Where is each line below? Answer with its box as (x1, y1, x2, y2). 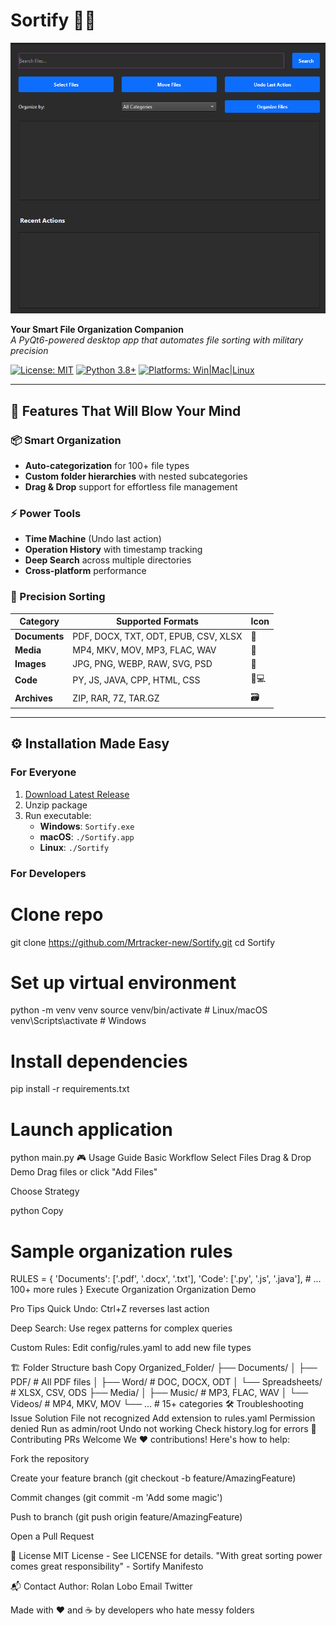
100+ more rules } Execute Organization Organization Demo (10, 1284, 257, 1296)
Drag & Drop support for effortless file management (24, 481, 238, 493)
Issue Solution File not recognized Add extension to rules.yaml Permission (10, 1412, 316, 1424)
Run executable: (24, 809, 92, 821)
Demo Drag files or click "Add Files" (10, 1166, 158, 1178)
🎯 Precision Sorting (10, 590, 106, 604)
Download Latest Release (24, 788, 130, 800)
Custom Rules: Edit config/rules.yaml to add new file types (10, 1342, 252, 1354)
